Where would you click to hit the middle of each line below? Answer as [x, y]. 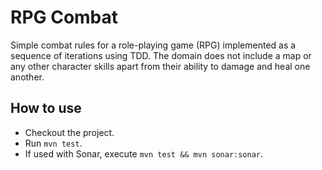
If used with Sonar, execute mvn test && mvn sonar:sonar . [144, 153]
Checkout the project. [69, 132]
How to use [46, 108]
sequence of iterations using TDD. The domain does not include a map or [161, 55]
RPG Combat [64, 17]
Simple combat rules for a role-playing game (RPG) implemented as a [153, 45]
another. [27, 77]
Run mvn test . [53, 143]
